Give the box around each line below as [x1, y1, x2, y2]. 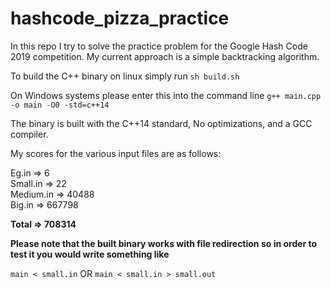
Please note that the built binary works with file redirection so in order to [10, 237, 318, 249]
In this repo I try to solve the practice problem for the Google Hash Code [10, 40, 308, 52]
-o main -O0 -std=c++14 [10, 100, 110, 110]
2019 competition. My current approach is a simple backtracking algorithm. [10, 50, 320, 62]
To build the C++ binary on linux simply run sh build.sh [10, 70, 240, 82]
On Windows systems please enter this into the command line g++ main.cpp [10, 89, 322, 101]
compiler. [10, 128, 49, 140]
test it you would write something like [10, 248, 170, 260]
